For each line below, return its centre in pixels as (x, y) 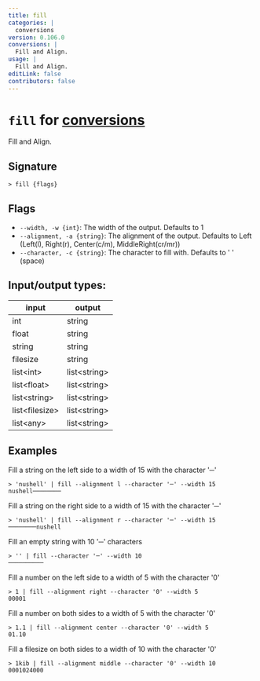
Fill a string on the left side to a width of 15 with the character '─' (112, 470)
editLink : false (35, 74)
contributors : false (42, 81)
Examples (33, 451)
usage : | (22, 60)
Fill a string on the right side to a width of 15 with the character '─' (115, 505)
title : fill (27, 15)
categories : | (31, 23)
